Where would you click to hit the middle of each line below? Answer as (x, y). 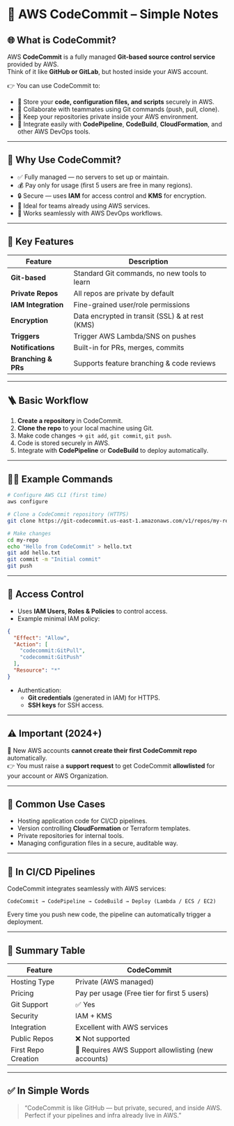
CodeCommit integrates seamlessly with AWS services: (87, 889)
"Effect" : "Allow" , (42, 638)
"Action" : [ (31, 644)
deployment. (25, 922)
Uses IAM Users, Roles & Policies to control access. (92, 611)
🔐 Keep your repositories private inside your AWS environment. (108, 117)
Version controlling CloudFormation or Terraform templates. (104, 828)
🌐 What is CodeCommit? (62, 40)
